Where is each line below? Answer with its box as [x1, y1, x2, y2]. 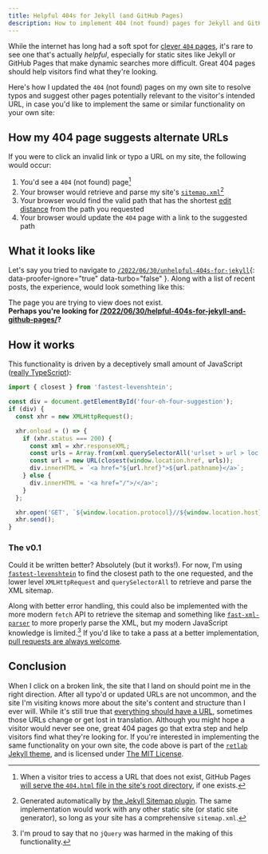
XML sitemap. [8, 585, 54, 596]
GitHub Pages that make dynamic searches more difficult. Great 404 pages [8, 58, 256, 68]
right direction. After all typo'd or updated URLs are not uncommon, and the [8, 689, 257, 699]
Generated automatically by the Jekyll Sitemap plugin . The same [19, 796, 232, 805]
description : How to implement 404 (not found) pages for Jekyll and [8, 19, 245, 27]
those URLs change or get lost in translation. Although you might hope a [8, 715, 245, 724]
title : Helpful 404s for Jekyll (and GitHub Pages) [8, 11, 183, 20]
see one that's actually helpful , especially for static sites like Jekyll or [8, 50, 236, 59]
